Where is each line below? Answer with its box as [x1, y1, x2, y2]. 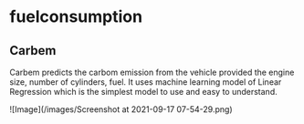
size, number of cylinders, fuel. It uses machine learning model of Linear [9, 77, 282, 88]
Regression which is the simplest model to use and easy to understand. [9, 87, 278, 97]
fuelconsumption [9, 6, 143, 27]
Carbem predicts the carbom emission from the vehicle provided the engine [9, 67, 295, 77]
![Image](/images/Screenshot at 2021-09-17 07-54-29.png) [9, 104, 233, 115]
